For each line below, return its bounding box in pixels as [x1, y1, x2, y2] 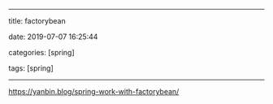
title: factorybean [8, 16, 67, 25]
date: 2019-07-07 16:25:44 [8, 32, 98, 41]
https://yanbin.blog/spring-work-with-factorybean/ [8, 87, 180, 96]
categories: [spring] [8, 48, 75, 57]
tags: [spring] [8, 63, 54, 73]
